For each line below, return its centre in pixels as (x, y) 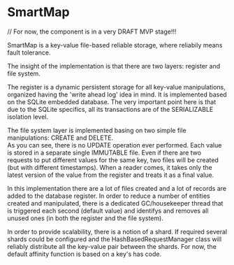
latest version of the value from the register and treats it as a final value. (111, 175)
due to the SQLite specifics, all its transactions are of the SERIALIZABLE (110, 109)
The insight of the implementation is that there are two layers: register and (114, 66)
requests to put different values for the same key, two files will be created (113, 160)
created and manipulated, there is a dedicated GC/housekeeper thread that (115, 203)
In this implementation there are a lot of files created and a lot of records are (117, 188)
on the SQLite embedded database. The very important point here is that (112, 101)
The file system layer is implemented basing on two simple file (97, 130)
